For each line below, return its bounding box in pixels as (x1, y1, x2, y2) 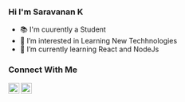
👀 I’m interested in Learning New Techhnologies (19, 36, 178, 46)
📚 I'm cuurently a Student (19, 25, 106, 34)
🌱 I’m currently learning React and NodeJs (19, 44, 159, 54)
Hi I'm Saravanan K (8, 6, 84, 17)
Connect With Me (8, 64, 78, 75)
